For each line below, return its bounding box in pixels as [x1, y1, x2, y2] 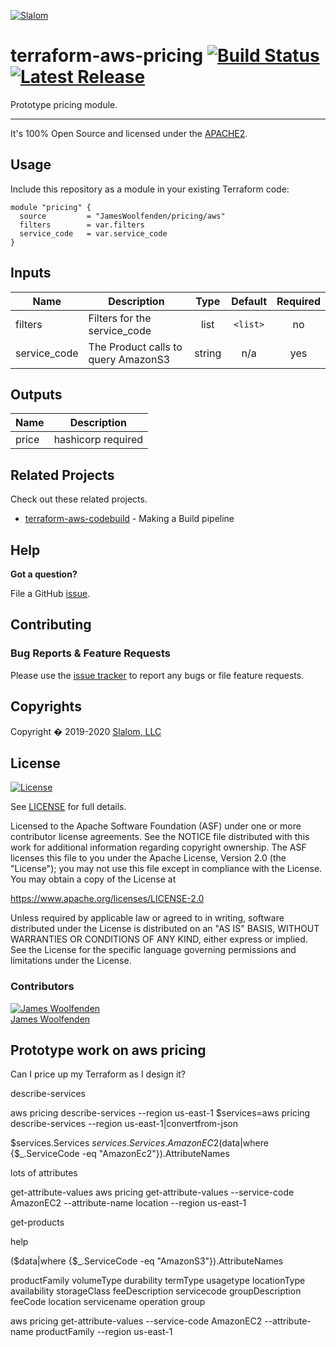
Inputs [10, 265, 52, 282]
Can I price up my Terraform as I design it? [10, 1068, 187, 1080]
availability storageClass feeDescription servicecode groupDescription [10, 1285, 302, 1297]
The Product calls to [88, 340, 183, 354]
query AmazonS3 [88, 352, 171, 366]
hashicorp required [53, 433, 144, 447]
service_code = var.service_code [19, 228, 168, 239]
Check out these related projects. [10, 493, 148, 505]
